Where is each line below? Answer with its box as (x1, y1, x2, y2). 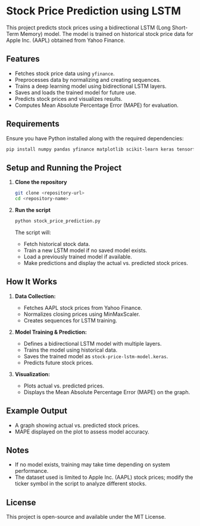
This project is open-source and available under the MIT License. (6, 513, 166, 521)
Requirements (6, 119, 60, 129)
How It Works (6, 276, 58, 287)
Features (6, 54, 40, 64)
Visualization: (14, 370, 51, 377)
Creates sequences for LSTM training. (23, 316, 117, 324)
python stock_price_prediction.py (14, 218, 101, 224)
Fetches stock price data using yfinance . (14, 70, 115, 77)
